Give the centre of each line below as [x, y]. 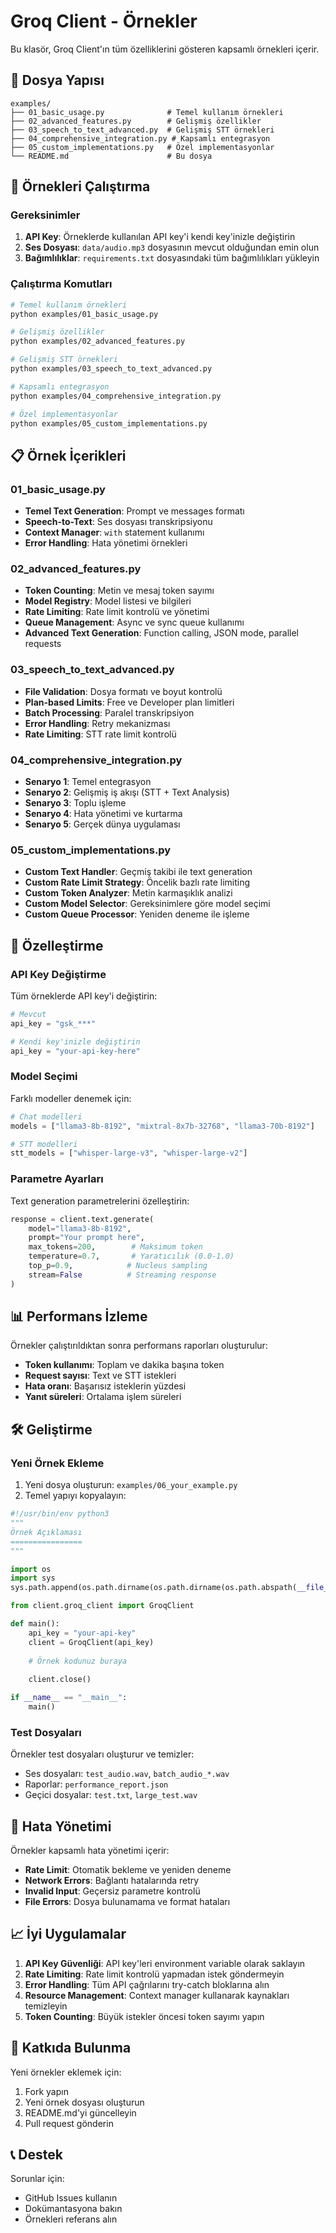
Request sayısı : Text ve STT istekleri [100, 1376]
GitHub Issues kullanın [71, 2198]
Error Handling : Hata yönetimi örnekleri [106, 543]
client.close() [60, 1680]
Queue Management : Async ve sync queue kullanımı [134, 622]
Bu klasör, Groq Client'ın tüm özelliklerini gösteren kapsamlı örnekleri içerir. [165, 49]
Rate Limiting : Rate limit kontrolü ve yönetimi [117, 612]
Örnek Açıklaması [46, 1532]
